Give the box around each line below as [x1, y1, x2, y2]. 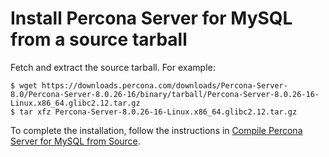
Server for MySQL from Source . [10, 135, 141, 147]
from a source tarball [10, 28, 188, 51]
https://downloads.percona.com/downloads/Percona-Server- [41, 80, 288, 91]
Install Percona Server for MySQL [10, 7, 293, 30]
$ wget [10, 80, 38, 91]
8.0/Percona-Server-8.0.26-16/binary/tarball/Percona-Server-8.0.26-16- [10, 89, 320, 99]
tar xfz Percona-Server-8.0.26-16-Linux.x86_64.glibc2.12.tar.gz [19, 107, 298, 117]
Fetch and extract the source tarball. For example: [10, 61, 216, 73]
